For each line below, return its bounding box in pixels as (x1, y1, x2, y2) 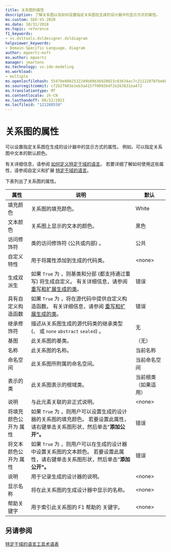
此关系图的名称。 (31, 347, 72, 354)
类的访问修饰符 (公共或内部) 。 (31, 240, 104, 247)
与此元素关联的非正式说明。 (31, 398, 98, 406)
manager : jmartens (5, 60, 44, 65)
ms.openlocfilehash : (5, 79, 49, 84)
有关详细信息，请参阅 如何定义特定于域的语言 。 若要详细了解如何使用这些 (5, 161, 159, 167)
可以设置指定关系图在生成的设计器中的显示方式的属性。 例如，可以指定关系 (5, 144, 163, 150)
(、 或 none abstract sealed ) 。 (31, 328, 104, 335)
